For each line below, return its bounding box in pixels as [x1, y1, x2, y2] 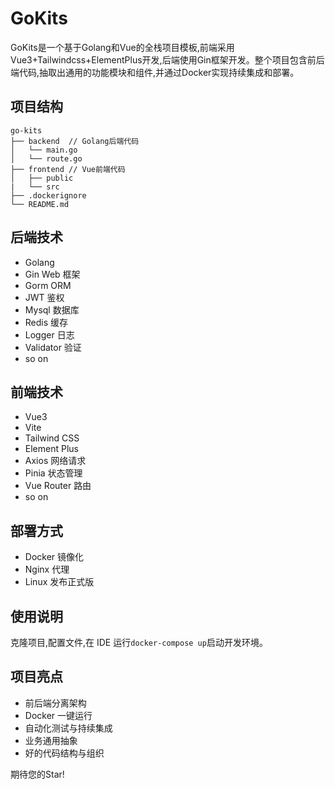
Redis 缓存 [24, 316, 69, 328]
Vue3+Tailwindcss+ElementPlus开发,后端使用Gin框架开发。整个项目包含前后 [10, 53, 325, 66]
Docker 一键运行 [24, 709, 93, 721]
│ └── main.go [10, 145, 78, 155]
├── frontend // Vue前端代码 [10, 164, 126, 174]
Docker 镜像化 [24, 551, 85, 563]
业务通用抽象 [24, 734, 78, 746]
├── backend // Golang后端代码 [10, 136, 140, 146]
